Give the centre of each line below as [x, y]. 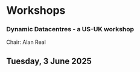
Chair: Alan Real [26, 42]
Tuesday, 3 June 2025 [49, 61]
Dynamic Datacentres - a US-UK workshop [70, 29]
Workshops [36, 10]
